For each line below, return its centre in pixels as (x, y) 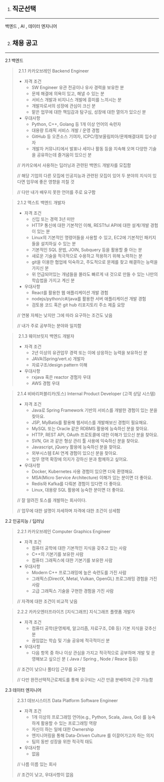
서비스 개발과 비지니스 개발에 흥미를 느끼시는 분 (77, 99)
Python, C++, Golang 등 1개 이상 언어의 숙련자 (76, 124)
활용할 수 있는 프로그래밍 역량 (69, 723)
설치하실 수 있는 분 (58, 244)
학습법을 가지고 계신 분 (53, 280)
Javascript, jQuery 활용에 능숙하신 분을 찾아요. (77, 447)
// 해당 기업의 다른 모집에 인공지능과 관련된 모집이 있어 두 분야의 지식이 (84, 175)
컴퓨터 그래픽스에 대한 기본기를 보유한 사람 (72, 560)
